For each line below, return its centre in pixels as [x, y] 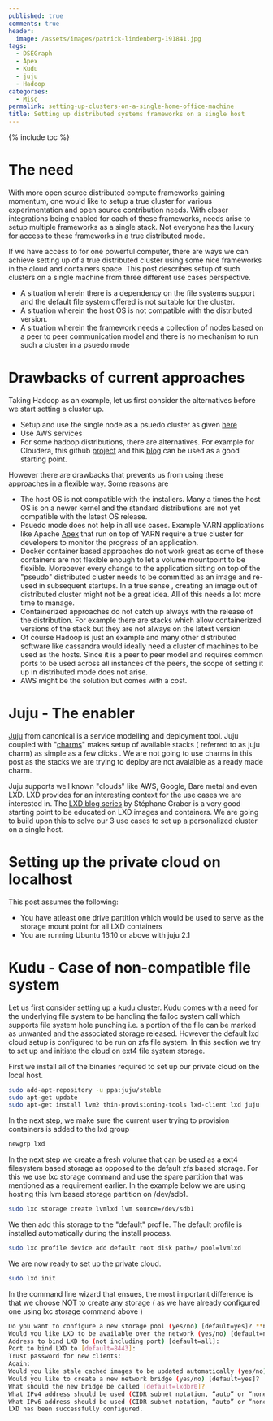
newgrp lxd [27, 1144]
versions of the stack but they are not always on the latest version [130, 628]
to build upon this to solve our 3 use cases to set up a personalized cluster [133, 821]
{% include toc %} [39, 137]
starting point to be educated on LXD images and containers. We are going [134, 812]
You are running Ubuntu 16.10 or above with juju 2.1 [105, 934]
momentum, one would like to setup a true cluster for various [110, 201]
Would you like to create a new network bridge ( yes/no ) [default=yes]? [134, 1379]
